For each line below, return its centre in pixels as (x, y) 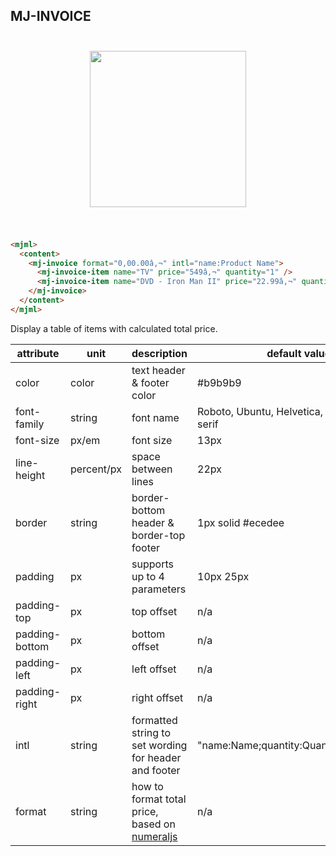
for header (156, 757)
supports (152, 564)
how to (147, 786)
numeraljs (154, 836)
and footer (156, 770)
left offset (154, 669)
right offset (157, 697)
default (284, 353)
